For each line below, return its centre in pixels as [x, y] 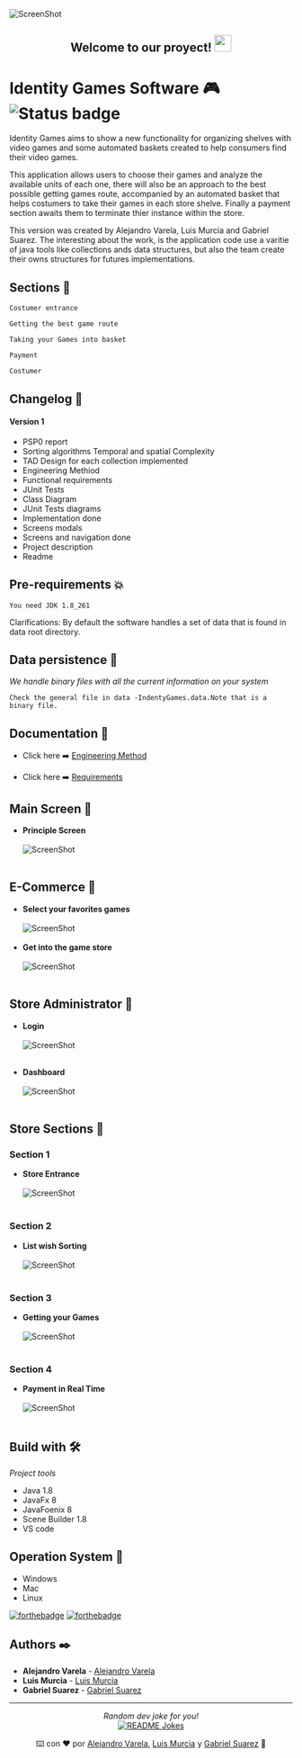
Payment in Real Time [64, 1389]
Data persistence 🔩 [64, 660]
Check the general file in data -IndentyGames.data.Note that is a [138, 698]
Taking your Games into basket [68, 340]
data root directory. [45, 632]
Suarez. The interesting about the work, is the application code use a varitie [149, 240]
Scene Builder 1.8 [54, 1519]
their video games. [44, 157]
